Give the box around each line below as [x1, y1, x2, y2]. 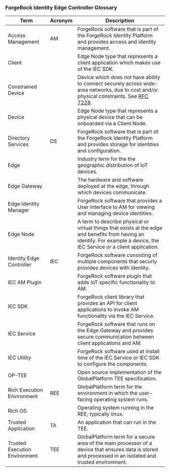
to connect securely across [77, 80, 142, 87]
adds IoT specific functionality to [77, 279, 155, 286]
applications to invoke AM [77, 306, 139, 313]
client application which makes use [77, 59, 161, 66]
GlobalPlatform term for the [77, 383, 143, 390]
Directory [8, 135, 30, 142]
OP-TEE [8, 372, 27, 379]
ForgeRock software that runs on [77, 321, 155, 328]
